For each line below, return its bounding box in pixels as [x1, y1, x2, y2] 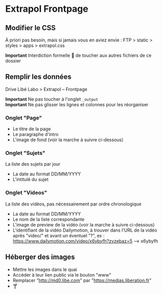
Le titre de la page [12, 126, 51, 132]
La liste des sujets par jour [5, 161, 61, 167]
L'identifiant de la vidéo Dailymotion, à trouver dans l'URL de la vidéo [12, 227, 157, 233]
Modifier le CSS [5, 24, 56, 32]
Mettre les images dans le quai [12, 266, 77, 273]
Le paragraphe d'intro [12, 131, 59, 138]
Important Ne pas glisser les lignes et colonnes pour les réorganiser [5, 101, 149, 107]
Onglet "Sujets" [5, 149, 46, 156]
